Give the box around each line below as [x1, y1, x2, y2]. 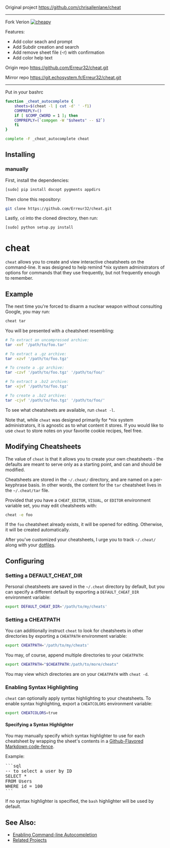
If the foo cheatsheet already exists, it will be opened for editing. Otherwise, [5, 521, 163, 528]
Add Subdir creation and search [12, 44, 79, 50]
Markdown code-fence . [5, 743, 55, 749]
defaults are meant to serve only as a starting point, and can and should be [5, 461, 162, 467]
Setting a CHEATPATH [5, 616, 61, 623]
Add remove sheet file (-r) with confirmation [12, 49, 105, 55]
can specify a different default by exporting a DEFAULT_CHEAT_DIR [5, 589, 139, 595]
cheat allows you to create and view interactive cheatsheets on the [5, 259, 144, 265]
